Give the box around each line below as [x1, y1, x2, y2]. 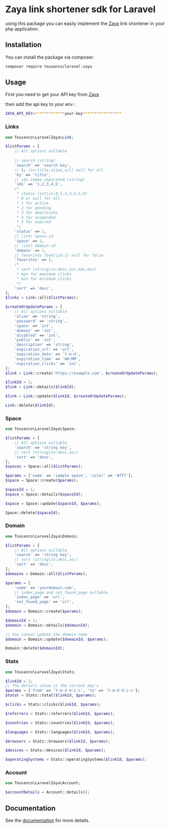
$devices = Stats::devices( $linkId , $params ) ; [5, 748, 106, 753]
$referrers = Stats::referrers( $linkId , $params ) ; [5, 711, 115, 716]
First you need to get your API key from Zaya [5, 92, 99, 98]
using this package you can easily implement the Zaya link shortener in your [5, 20, 165, 26]
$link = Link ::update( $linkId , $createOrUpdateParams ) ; [5, 394, 126, 399]
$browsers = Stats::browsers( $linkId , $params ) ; [5, 738, 110, 744]
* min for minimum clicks [16, 276, 72, 281]
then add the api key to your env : [5, 101, 76, 107]
